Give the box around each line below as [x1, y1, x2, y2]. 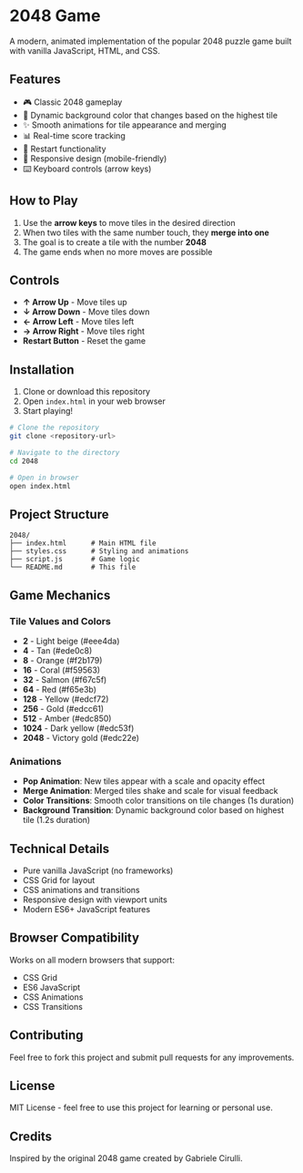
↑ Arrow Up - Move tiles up [22, 297, 127, 308]
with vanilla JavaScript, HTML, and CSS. [9, 45, 161, 56]
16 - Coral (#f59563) [22, 664, 101, 675]
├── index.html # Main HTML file [9, 539, 157, 548]
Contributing [9, 1027, 84, 1044]
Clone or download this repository [22, 386, 151, 397]
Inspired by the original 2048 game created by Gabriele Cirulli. [9, 1153, 243, 1164]
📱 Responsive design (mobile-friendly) [22, 152, 167, 164]
